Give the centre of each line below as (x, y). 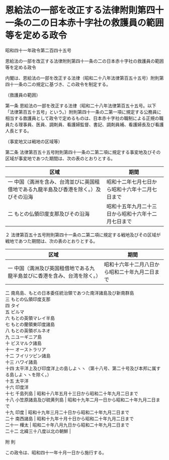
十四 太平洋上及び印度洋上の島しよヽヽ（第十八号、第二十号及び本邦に (78, 368)
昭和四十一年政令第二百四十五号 (38, 50)
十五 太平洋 (17, 381)
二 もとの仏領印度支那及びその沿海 (49, 214)
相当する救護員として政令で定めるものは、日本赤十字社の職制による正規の (82, 118)
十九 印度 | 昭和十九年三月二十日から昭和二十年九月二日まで (67, 412)
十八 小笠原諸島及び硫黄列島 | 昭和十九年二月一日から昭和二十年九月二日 (80, 400)
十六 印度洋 (17, 387)
